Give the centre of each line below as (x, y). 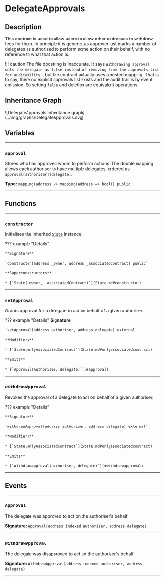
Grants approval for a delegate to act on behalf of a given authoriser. (74, 311)
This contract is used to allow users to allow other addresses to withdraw (79, 39)
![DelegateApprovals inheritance (38, 112)
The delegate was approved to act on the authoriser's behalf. (67, 516)
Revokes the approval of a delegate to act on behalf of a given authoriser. (79, 397)
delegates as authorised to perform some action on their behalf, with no (78, 49)
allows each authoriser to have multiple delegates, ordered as (68, 169)
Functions (21, 204)
